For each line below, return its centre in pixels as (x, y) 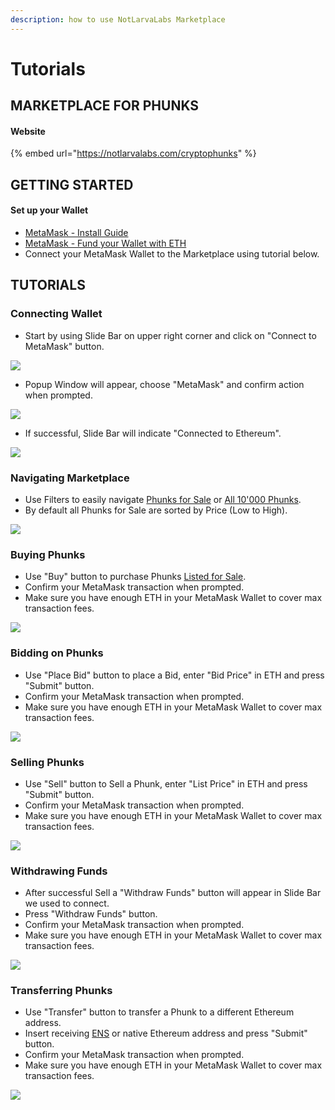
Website (28, 131)
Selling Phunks (47, 762)
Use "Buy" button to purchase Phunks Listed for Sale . (135, 577)
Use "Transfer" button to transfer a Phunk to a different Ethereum (159, 1012)
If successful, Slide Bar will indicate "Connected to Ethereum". (153, 433)
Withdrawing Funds (59, 871)
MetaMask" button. (64, 346)
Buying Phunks (48, 554)
